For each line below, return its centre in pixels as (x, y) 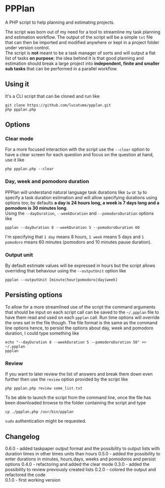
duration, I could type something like (42, 333)
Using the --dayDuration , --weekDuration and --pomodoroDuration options (80, 213)
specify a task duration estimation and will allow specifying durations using (81, 197)
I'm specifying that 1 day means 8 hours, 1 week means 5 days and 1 (75, 237)
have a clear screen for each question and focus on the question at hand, (80, 155)
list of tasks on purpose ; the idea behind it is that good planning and (75, 58)
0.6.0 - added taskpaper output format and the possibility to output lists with (82, 448)
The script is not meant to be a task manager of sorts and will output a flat (81, 53)
